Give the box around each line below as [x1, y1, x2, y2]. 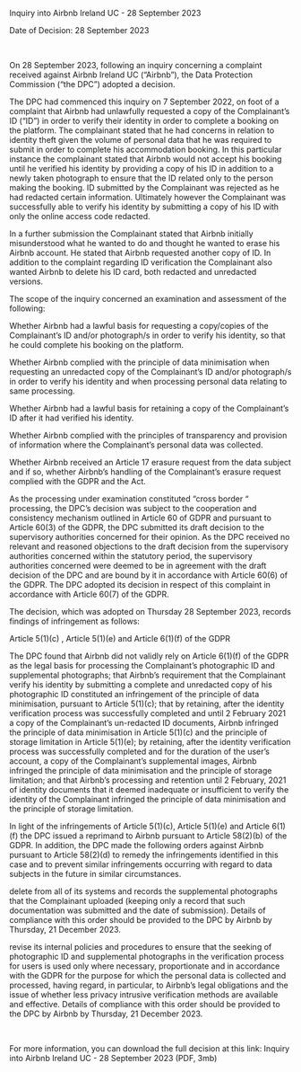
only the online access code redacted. [9, 211, 150, 221]
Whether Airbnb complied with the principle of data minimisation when [9, 357, 271, 368]
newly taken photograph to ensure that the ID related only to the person [9, 173, 274, 183]
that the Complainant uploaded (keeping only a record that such [9, 896, 245, 906]
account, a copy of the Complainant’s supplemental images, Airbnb [9, 756, 257, 766]
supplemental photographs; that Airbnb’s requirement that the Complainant [9, 669, 287, 680]
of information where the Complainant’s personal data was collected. [9, 439, 263, 450]
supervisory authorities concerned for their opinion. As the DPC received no [9, 532, 290, 542]
